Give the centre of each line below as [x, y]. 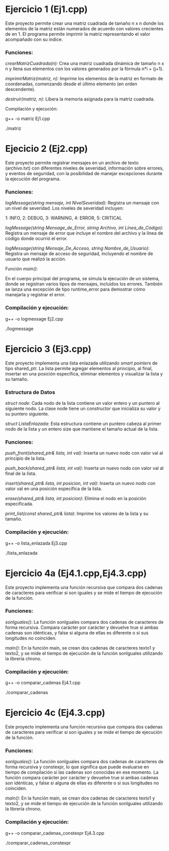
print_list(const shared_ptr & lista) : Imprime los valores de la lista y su [77, 514]
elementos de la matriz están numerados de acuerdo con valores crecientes [84, 28]
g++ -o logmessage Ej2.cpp [34, 318]
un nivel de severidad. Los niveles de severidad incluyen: [65, 208]
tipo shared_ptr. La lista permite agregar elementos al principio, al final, [79, 368]
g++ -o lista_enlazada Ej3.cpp [36, 543]
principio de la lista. [25, 458]
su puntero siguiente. [27, 414]
